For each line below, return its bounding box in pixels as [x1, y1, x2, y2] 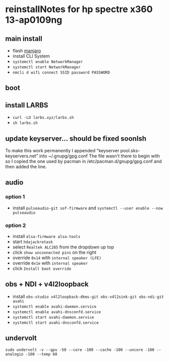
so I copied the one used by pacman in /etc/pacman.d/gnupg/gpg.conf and [5, 158, 162, 164]
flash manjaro [12, 48, 41, 53]
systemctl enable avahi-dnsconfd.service [12, 309, 101, 315]
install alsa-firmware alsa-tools [12, 233, 81, 239]
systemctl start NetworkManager [12, 65, 81, 70]
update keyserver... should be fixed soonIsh [5, 134, 147, 143]
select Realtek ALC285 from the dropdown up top [12, 244, 115, 250]
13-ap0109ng [5, 14, 63, 26]
